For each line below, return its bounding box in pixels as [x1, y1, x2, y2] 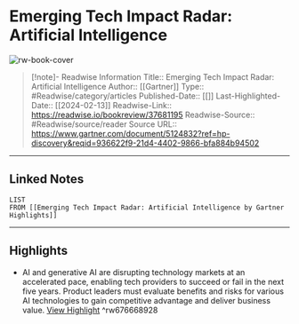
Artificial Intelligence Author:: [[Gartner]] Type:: [30, 81, 205, 91]
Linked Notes [9, 171, 85, 187]
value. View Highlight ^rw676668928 [21, 304, 158, 315]
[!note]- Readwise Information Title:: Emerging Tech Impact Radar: [30, 71, 275, 82]
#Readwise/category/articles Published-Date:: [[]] [30, 91, 214, 101]
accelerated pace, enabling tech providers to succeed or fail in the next [21, 276, 285, 287]
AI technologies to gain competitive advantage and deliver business [21, 295, 271, 305]
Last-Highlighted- [215, 91, 281, 101]
